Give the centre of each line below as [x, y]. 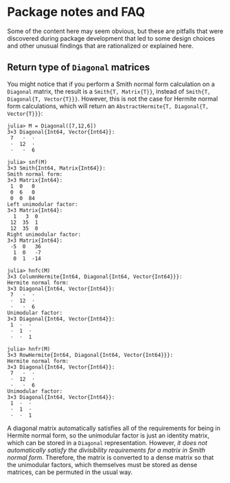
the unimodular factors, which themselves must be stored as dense [102, 464]
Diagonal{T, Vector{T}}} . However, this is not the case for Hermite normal [113, 99]
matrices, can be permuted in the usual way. [70, 472]
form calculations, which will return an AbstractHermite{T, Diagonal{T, [108, 106]
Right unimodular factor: [44, 234]
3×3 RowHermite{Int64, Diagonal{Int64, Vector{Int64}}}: [90, 355]
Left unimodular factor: [43, 204]
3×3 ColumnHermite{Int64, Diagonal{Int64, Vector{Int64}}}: [95, 276]
